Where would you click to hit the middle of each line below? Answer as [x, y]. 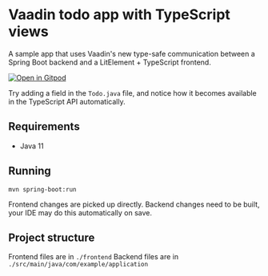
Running [30, 171]
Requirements [44, 126]
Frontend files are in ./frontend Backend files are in [93, 257]
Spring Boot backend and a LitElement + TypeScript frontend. [110, 62]
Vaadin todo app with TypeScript [119, 15]
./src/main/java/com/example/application [78, 265]
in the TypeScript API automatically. [67, 101]
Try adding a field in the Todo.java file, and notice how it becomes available [133, 93]
